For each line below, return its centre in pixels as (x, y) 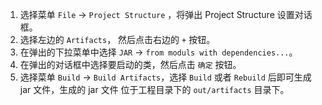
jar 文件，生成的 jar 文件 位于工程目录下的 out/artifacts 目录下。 (154, 89)
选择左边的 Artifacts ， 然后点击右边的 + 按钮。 (117, 39)
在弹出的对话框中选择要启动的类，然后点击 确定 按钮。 (130, 64)
